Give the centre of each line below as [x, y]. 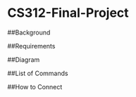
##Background [29, 32]
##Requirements [31, 46]
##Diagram [24, 59]
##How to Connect [35, 86]
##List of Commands [38, 73]
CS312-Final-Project [68, 13]
